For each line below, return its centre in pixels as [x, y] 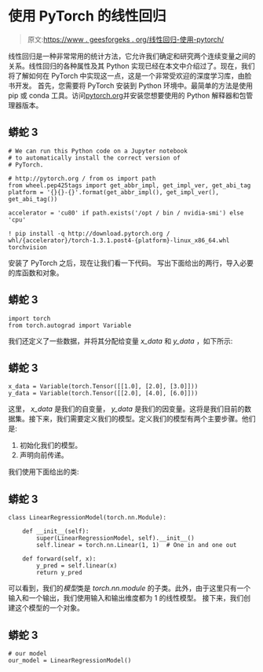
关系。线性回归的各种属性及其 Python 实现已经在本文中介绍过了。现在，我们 [131, 66]
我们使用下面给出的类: [44, 472]
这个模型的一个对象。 [49, 608]
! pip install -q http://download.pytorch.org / [89, 233]
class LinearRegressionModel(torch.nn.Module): [88, 518]
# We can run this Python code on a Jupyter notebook [98, 151]
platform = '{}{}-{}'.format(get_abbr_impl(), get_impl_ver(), [114, 192]
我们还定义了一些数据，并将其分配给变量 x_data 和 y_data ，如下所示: [121, 341]
